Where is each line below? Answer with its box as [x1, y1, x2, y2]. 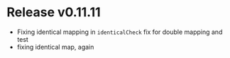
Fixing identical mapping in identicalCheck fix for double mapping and [16, 28, 223, 36]
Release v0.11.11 [6, 4, 101, 21]
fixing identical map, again [16, 42, 94, 51]
